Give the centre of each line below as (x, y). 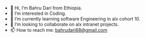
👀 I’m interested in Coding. (38, 13)
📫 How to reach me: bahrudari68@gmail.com (59, 30)
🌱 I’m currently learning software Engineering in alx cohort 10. (75, 19)
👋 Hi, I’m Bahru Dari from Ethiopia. (46, 8)
